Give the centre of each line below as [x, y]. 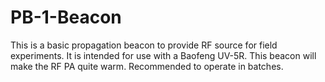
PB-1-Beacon [66, 17]
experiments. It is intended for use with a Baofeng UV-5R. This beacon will [163, 55]
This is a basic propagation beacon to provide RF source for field [144, 45]
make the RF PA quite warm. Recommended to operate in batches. [147, 66]
